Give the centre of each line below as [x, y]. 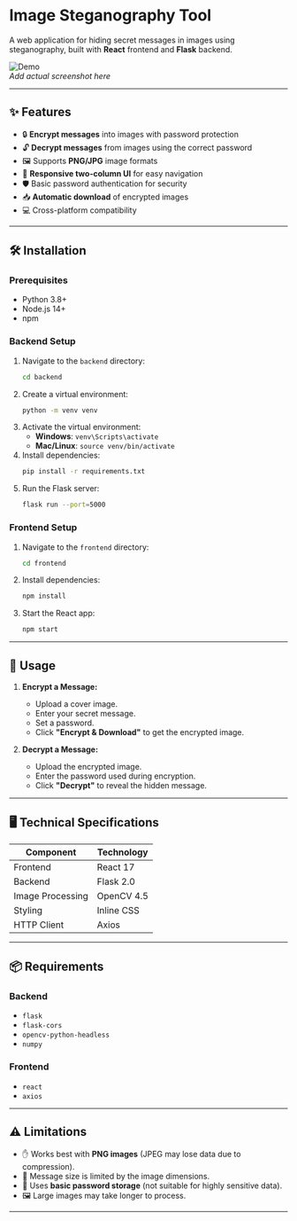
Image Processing [51, 896]
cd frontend [44, 563]
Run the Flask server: [61, 489]
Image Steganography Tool [110, 16]
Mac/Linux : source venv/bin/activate [105, 446]
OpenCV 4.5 [122, 896]
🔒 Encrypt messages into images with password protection [130, 134]
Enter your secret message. [85, 713]
